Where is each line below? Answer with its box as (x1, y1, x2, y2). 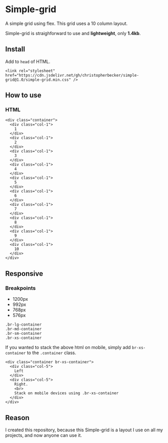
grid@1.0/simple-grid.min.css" (5, 77, 71, 82)
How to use (5, 91, 41, 100)
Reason (5, 413, 30, 422)
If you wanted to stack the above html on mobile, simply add (5, 344, 131, 351)
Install (5, 45, 25, 54)
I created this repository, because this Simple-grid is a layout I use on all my (5, 427, 163, 433)
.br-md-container (5, 327, 42, 332)
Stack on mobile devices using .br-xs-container (14, 391, 119, 396)
